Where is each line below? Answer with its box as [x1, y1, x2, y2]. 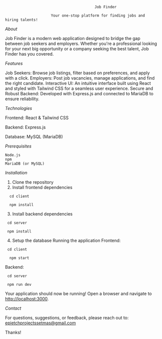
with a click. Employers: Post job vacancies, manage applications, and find [5, 75, 155, 81]
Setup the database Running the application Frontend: [12, 237, 121, 243]
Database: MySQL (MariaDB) [5, 134, 63, 139]
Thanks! [5, 330, 21, 335]
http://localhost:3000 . [5, 296, 49, 301]
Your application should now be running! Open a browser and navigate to [5, 291, 152, 297]
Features [5, 61, 23, 66]
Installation [5, 170, 28, 175]
